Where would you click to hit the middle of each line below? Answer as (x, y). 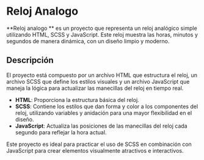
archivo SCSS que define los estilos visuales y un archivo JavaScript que (98, 81)
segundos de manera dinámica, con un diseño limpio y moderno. (88, 41)
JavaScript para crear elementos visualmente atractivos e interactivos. (95, 150)
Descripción (30, 60)
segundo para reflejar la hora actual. (61, 132)
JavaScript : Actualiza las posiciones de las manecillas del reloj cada (101, 126)
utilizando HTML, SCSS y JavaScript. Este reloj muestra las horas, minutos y (102, 34)
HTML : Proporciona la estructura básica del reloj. (77, 100)
